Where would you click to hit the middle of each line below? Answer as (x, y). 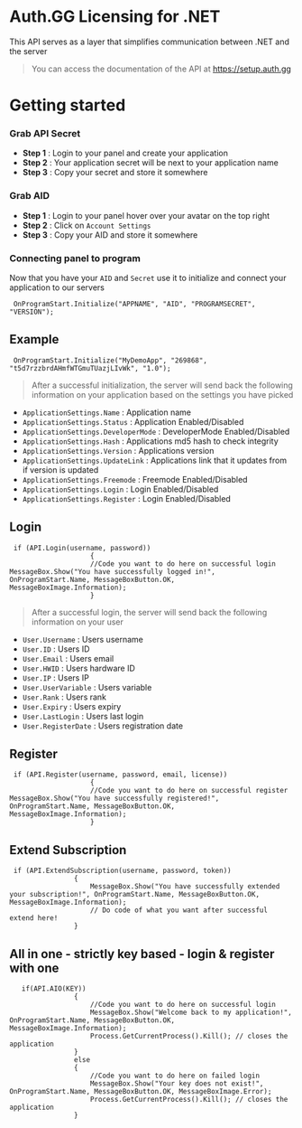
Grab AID (30, 196)
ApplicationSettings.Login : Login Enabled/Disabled (120, 489)
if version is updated (60, 470)
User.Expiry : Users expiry (72, 706)
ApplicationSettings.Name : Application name (107, 412)
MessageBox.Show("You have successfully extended (185, 887)
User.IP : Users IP (56, 677)
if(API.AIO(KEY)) (54, 989)
